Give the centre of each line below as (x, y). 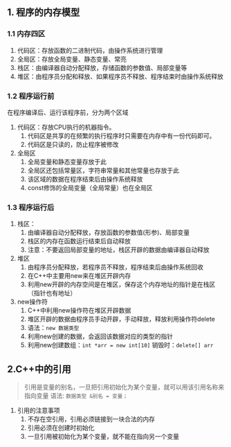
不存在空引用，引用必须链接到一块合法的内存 (91, 419)
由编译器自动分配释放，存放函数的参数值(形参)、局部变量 (109, 233)
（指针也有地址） (52, 293)
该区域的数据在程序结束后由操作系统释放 (85, 179)
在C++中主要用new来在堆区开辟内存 (79, 276)
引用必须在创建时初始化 (61, 428)
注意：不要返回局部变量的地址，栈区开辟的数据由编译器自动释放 (118, 250)
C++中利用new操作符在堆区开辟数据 (79, 310)
